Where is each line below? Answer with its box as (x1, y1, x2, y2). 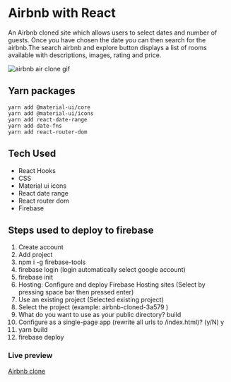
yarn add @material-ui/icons (8, 109, 94, 117)
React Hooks (18, 166, 56, 174)
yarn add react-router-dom (8, 129, 88, 136)
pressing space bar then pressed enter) (18, 288, 134, 297)
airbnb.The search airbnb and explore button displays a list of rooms (8, 43, 207, 52)
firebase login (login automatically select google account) (18, 265, 186, 274)
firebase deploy (18, 333, 64, 342)
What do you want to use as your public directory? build (18, 311, 182, 319)
